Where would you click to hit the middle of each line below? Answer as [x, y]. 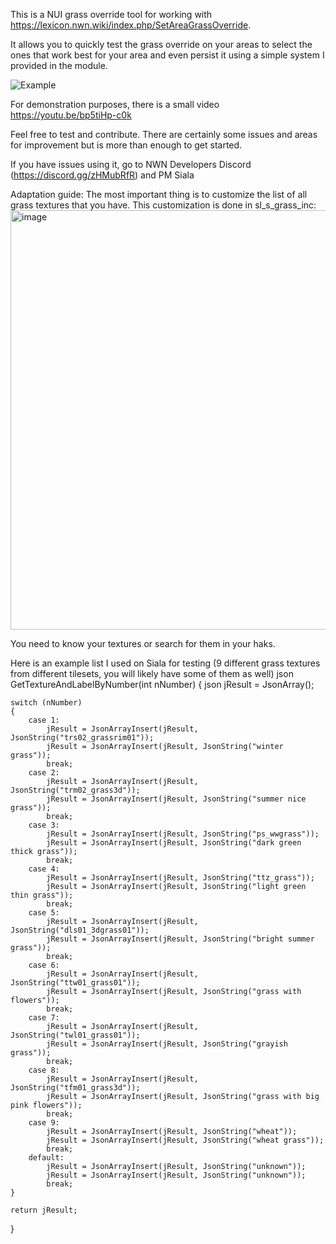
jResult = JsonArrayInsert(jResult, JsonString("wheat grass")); [185, 1140]
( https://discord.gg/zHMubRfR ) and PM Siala [102, 175]
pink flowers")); [46, 1105]
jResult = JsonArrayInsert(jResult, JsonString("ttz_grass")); [180, 878]
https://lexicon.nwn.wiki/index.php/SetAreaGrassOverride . [131, 25]
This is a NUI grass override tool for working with [111, 14]
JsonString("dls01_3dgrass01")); [80, 930]
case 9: [44, 1123]
